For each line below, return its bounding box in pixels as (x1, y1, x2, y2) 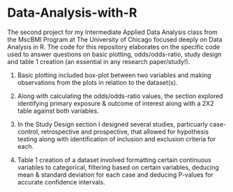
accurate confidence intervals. (17, 177, 106, 186)
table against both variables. (17, 106, 99, 115)
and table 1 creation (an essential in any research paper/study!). (7, 57, 190, 65)
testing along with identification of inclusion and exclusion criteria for (17, 134, 216, 143)
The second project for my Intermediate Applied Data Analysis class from (7, 28, 218, 36)
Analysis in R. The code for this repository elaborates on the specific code (7, 42, 220, 51)
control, (17, 127, 40, 136)
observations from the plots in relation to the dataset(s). (17, 78, 178, 86)
